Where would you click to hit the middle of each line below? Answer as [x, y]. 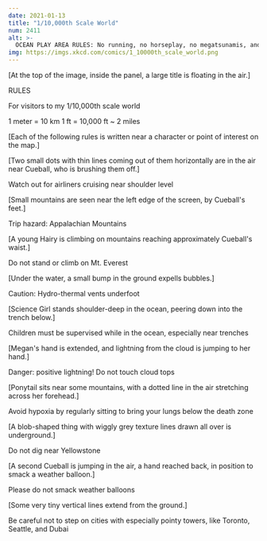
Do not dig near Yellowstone [54, 450]
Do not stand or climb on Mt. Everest [68, 263]
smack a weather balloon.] [52, 474]
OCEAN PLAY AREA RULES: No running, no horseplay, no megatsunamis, [131, 45]
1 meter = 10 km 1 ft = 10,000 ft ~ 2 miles [74, 121]
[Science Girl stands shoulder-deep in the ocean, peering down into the [126, 309]
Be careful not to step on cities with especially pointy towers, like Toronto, [129, 520]
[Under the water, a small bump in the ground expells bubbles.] [111, 278]
